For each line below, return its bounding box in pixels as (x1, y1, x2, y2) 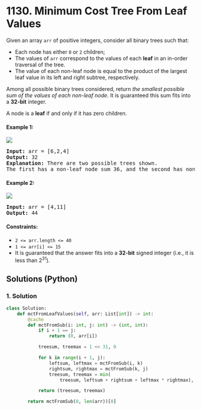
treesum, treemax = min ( (48, 371, 111, 378)
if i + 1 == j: (38, 327, 77, 333)
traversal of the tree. (14, 61, 66, 68)
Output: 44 (6, 209, 38, 217)
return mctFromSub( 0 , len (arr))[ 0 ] (28, 399, 117, 405)
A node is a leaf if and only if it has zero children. (6, 110, 127, 117)
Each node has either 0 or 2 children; (14, 48, 106, 55)
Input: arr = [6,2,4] (6, 148, 70, 155)
